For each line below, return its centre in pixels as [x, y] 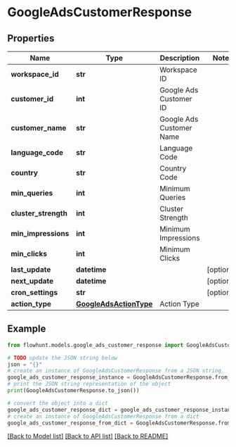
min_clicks [29, 254]
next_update [32, 281]
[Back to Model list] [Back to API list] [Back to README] [88, 436]
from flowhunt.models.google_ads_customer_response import [96, 345]
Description [180, 58]
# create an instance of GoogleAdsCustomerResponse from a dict [103, 416]
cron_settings [34, 292]
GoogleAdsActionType [114, 304]
